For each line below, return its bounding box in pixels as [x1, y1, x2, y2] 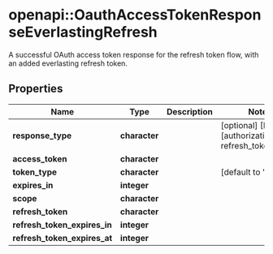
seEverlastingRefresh [8, 23, 158, 41]
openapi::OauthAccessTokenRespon [8, 6, 262, 24]
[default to [220, 166, 261, 178]
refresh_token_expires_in [12, 219, 112, 230]
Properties [8, 82, 63, 96]
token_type [12, 166, 58, 178]
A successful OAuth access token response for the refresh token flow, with [8, 50, 259, 59]
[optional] [220, 119, 258, 131]
